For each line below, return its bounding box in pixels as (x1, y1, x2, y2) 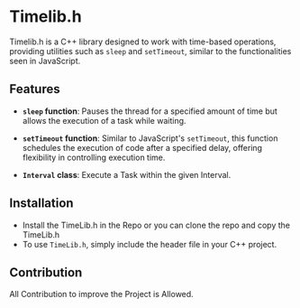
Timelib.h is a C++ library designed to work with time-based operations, (9, 36, 277, 47)
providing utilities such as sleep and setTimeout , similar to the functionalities (9, 45, 292, 56)
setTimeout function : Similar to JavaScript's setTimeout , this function (22, 133, 278, 144)
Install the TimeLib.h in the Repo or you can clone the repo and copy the (22, 219, 291, 230)
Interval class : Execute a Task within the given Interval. (22, 169, 232, 180)
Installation (9, 196, 74, 211)
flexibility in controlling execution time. (22, 152, 166, 163)
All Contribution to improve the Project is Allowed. (9, 289, 194, 300)
